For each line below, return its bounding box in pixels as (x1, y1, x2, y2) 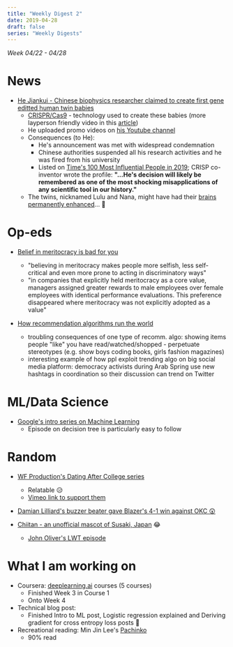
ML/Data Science (7, 394, 110, 410)
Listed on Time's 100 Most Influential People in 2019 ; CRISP (38, 163, 209, 172)
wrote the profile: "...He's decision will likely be (63, 170, 202, 179)
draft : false (7, 23, 45, 30)
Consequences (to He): (27, 133, 96, 142)
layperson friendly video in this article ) (27, 119, 139, 127)
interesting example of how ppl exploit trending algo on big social (27, 355, 216, 364)
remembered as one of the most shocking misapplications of (38, 178, 218, 186)
